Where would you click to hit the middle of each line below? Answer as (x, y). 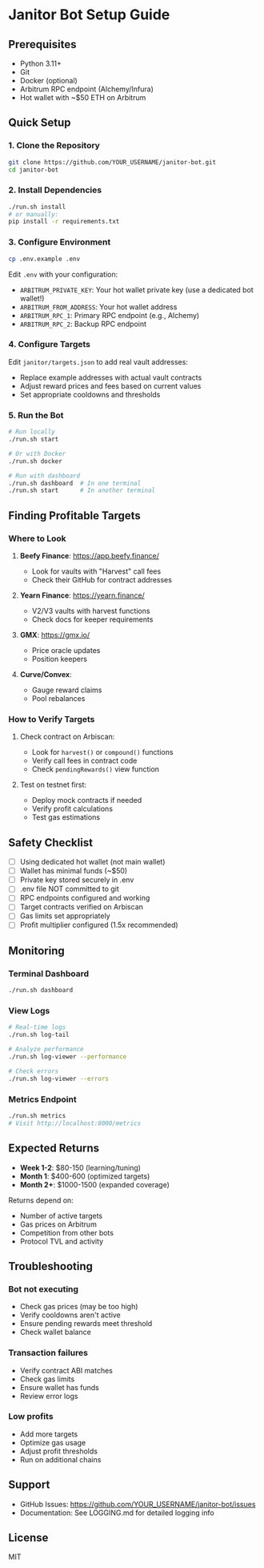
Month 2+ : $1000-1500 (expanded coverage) (95, 1184)
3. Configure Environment (60, 242)
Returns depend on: (41, 1200)
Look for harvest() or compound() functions (102, 752)
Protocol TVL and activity (62, 1241)
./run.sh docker (35, 461)
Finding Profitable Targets (75, 516)
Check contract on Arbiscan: (67, 737)
